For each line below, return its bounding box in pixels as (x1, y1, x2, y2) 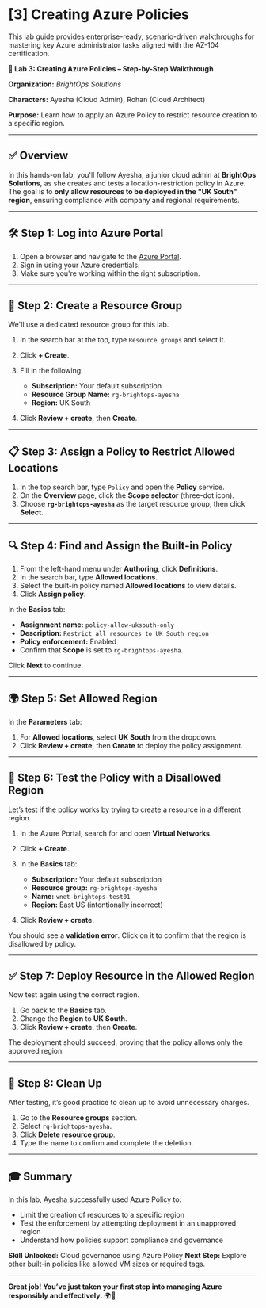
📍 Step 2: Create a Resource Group (8, 299, 183, 312)
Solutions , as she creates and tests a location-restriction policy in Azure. (8, 178, 246, 188)
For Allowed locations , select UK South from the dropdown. (19, 732, 218, 742)
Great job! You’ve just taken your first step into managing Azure (8, 1282, 222, 1291)
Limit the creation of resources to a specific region (19, 1210, 184, 1220)
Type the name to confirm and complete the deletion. (19, 1138, 194, 1148)
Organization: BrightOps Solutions (8, 79, 121, 89)
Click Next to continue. (8, 660, 83, 670)
